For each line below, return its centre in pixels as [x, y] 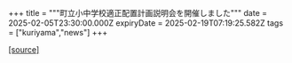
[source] [24, 50]
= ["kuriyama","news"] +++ [58, 32]
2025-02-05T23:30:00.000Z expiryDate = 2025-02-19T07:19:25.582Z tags [146, 23]
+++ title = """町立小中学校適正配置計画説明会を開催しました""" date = [138, 13]
